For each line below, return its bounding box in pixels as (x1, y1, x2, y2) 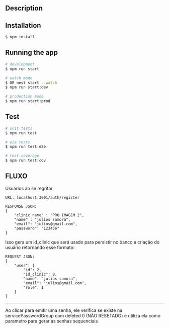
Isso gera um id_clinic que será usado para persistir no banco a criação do (5, 239, 160, 245)
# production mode (5, 94, 44, 99)
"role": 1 (23, 285, 44, 290)
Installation (5, 21, 41, 30)
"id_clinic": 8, (23, 272, 57, 277)
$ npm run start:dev (5, 85, 49, 90)
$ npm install (5, 35, 35, 40)
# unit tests (5, 126, 33, 131)
